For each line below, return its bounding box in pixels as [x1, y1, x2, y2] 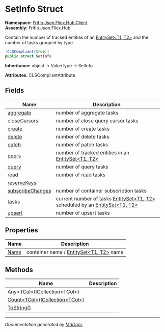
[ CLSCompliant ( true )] [5, 49, 50, 54]
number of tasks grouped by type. [5, 39, 75, 45]
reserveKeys [7, 179, 37, 186]
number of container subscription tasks [55, 187, 147, 194]
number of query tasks [55, 163, 109, 170]
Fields [5, 86, 25, 95]
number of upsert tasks [55, 209, 110, 216]
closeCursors [7, 117, 39, 124]
